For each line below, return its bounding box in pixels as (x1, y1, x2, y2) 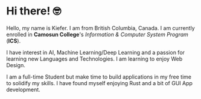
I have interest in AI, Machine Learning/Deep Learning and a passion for (6, 49, 185, 56)
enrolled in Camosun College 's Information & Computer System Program (6, 31, 189, 38)
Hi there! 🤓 (6, 4, 62, 18)
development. (6, 86, 40, 93)
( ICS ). (6, 37, 21, 44)
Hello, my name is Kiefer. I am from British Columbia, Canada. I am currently (6, 24, 195, 31)
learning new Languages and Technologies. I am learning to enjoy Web (6, 55, 183, 62)
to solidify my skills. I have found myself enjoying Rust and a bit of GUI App (6, 79, 193, 86)
